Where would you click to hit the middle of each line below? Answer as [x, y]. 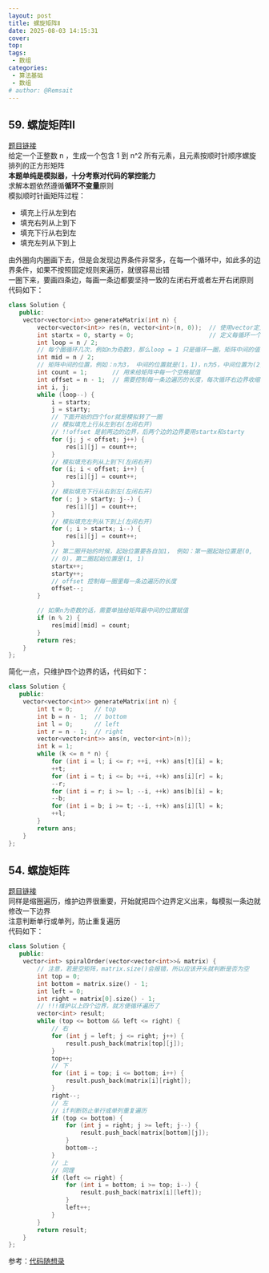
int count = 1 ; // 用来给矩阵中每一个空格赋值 [119, 373]
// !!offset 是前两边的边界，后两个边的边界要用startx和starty [148, 432]
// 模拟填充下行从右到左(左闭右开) [102, 492]
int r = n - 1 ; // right [80, 732]
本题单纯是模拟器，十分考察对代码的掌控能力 [82, 176]
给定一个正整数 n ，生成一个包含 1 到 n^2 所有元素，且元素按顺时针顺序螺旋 [132, 156]
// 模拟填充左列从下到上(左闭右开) [102, 521]
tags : [17, 53]
